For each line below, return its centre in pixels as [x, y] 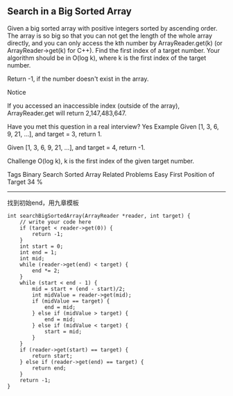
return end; [50, 368]
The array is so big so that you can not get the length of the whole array [110, 35]
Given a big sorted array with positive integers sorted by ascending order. [112, 28]
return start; [52, 356]
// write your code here [55, 222]
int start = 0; [42, 246]
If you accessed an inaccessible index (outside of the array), [94, 105]
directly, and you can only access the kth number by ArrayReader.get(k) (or [115, 43]
